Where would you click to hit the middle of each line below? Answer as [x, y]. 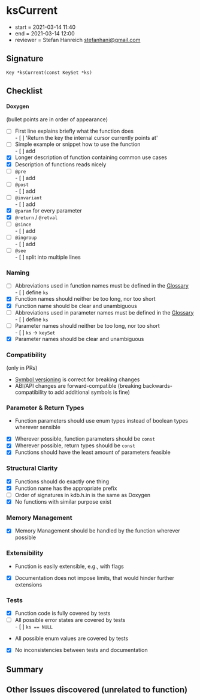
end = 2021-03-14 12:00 [45, 33]
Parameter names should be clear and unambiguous [79, 339]
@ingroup [26, 238]
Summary [25, 669]
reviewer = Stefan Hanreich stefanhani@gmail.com [78, 40]
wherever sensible [38, 427]
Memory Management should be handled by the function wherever [98, 531]
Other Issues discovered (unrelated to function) [97, 690]
